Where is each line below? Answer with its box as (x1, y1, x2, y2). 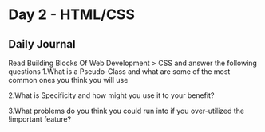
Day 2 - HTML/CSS (8, 6, 136, 24)
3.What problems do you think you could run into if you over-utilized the (8, 106, 245, 115)
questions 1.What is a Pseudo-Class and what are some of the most (8, 67, 231, 76)
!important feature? (8, 115, 72, 124)
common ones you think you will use (8, 76, 129, 84)
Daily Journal (8, 37, 76, 51)
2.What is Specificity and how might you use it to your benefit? (8, 91, 215, 100)
